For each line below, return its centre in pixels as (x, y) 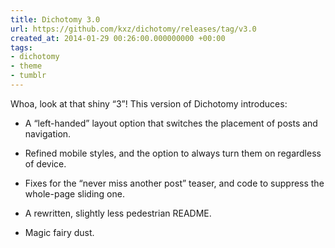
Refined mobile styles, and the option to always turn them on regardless (173, 153)
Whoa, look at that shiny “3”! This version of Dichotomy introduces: (149, 103)
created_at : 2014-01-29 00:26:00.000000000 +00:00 (118, 38)
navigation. (48, 133)
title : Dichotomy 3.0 (55, 19)
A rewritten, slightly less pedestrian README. (118, 213)
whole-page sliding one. (74, 193)
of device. (45, 163)
